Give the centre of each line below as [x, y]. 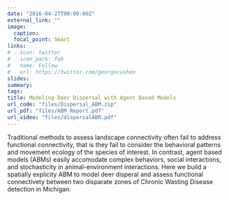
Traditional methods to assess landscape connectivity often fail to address [114, 137]
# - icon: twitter [34, 53]
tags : [15, 91]
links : [17, 46]
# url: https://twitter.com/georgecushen [72, 72]
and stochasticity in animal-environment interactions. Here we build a [107, 167]
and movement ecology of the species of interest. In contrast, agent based [114, 152]
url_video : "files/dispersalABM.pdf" [62, 117]
